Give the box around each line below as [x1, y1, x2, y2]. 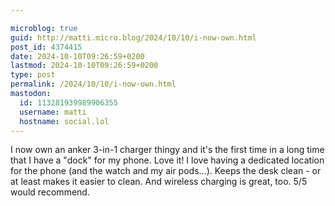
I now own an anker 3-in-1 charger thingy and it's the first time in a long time [10, 144, 325, 156]
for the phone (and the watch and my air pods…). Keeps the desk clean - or [10, 165, 322, 177]
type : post [10, 70, 56, 80]
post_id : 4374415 [10, 42, 83, 52]
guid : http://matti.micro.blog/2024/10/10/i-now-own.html [10, 32, 257, 43]
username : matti [19, 107, 87, 117]
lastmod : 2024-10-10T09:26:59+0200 [10, 61, 159, 71]
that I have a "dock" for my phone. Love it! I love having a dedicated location [10, 154, 325, 166]
